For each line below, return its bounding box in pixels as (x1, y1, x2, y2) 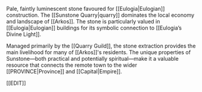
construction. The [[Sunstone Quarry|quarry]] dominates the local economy (6, 11, 195, 19)
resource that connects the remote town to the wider (6, 61, 137, 69)
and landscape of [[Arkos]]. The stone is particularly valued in (6, 18, 160, 25)
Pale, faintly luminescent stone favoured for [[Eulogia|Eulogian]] (6, 5, 165, 12)
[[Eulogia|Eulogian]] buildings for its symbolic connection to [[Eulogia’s (6, 24, 182, 31)
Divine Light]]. (6, 31, 42, 38)
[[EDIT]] (6, 79, 26, 87)
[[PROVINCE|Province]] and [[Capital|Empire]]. (6, 68, 122, 75)
